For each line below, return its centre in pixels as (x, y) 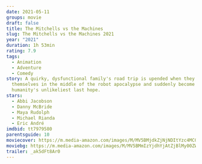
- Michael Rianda (33, 118)
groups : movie (24, 17)
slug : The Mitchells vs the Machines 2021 (60, 34)
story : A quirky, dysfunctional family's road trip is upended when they (101, 79)
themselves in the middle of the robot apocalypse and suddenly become (103, 85)
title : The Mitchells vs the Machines (55, 29)
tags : (13, 56)
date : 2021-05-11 (28, 12)
